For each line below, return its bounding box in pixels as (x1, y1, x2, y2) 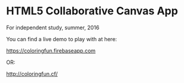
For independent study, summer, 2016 (6, 24, 100, 31)
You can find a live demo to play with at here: (6, 35, 118, 42)
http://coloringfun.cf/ (6, 70, 58, 77)
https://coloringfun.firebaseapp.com (6, 47, 96, 54)
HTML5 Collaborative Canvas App (6, 4, 178, 18)
